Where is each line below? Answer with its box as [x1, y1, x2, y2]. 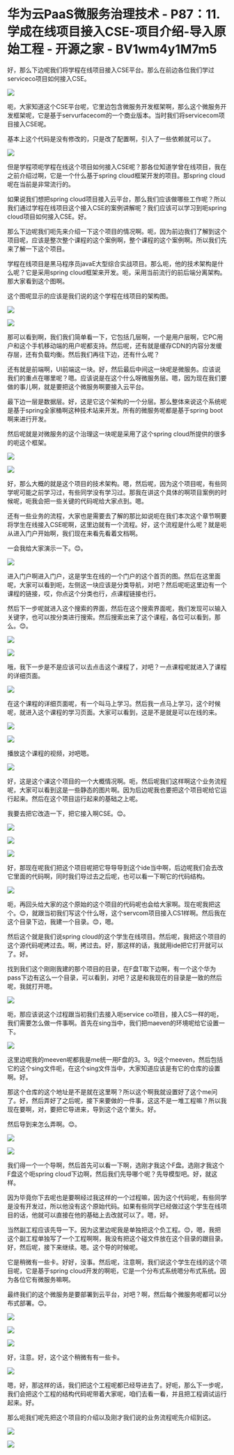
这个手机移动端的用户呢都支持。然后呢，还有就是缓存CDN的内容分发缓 [19, 341, 222, 350]
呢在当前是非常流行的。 [7, 179, 75, 189]
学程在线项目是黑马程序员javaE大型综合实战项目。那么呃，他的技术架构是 [7, 259, 218, 267]
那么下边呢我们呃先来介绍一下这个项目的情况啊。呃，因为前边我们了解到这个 [7, 227, 227, 235]
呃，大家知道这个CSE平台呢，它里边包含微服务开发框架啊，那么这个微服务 [7, 102, 221, 110]
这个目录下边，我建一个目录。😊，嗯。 [7, 917, 118, 926]
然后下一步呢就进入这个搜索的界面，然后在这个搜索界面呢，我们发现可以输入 [7, 604, 227, 612]
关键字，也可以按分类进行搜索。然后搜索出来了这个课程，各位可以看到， [7, 612, 214, 621]
